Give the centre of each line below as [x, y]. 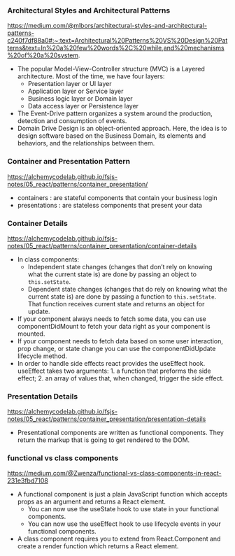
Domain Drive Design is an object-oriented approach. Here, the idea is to [122, 129]
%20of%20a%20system [43, 55]
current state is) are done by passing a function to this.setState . [122, 297]
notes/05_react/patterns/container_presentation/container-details [102, 245]
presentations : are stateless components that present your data [110, 205]
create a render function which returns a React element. [98, 546]
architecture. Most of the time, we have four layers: [91, 76]
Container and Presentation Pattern [69, 162]
